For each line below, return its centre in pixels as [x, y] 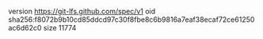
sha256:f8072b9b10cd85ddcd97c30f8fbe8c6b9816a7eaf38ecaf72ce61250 [131, 19]
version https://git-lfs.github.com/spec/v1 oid [82, 11]
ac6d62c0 [25, 28]
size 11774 [60, 28]
